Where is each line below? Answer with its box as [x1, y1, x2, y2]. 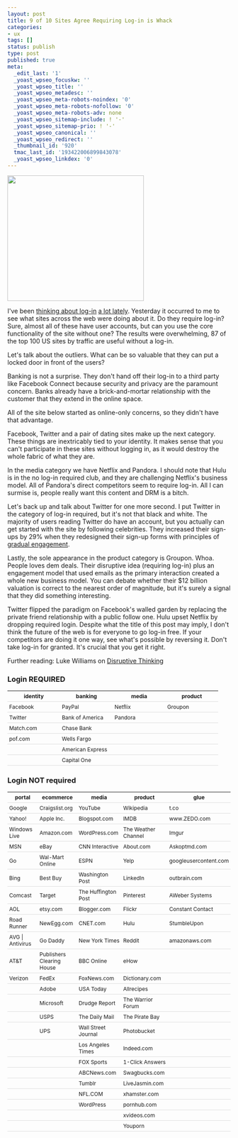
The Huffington [78, 888, 117, 896]
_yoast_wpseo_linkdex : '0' [13, 155, 93, 163]
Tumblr [78, 1080, 97, 1088]
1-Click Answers [123, 1059, 166, 1066]
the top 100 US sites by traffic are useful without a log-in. [7, 336, 174, 345]
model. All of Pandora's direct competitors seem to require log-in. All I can [7, 480, 224, 490]
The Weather [123, 826, 156, 834]
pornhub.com [123, 1101, 157, 1109]
